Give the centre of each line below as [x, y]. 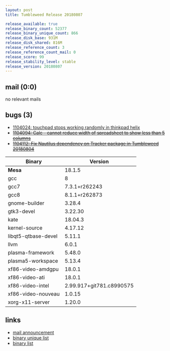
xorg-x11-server [29, 302]
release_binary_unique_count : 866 [42, 34]
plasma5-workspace [33, 261]
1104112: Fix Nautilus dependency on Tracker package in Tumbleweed [86, 143]
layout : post [19, 10]
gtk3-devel [22, 211]
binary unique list [31, 338]
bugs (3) [19, 115]
